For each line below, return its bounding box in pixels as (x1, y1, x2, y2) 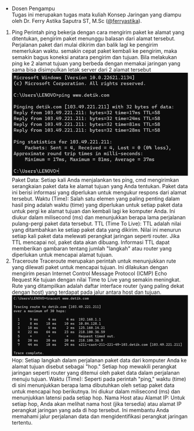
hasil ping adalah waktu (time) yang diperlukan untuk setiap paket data (11, 201, 183, 208)
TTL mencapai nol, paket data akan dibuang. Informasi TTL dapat (11, 239, 170, 246)
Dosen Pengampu (11, 5, 55, 12)
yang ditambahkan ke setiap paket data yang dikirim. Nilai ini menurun (11, 226, 182, 233)
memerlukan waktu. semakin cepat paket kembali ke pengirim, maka (11, 47, 178, 55)
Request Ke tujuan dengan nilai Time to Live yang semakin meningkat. (11, 276, 181, 283)
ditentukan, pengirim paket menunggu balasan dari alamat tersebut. (11, 35, 176, 42)
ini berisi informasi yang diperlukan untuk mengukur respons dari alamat (11, 189, 187, 196)
